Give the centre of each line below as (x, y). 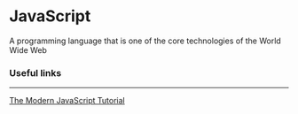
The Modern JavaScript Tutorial (67, 101)
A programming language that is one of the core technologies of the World (145, 41)
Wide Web (28, 49)
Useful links (35, 72)
